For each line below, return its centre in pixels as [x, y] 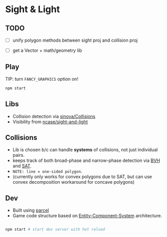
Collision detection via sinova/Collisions [54, 116]
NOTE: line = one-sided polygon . [47, 172]
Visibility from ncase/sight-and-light [50, 122]
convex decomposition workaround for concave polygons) [74, 182]
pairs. [18, 155]
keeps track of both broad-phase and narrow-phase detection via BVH [86, 160]
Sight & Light [33, 9]
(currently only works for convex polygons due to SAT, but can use [82, 177]
